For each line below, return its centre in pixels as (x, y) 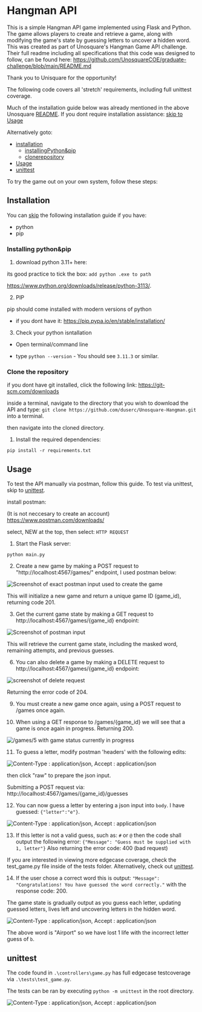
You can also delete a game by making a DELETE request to (90, 662)
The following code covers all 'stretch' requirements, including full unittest (99, 89)
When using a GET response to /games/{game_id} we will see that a (100, 722)
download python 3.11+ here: (51, 262)
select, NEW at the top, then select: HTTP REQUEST (68, 532)
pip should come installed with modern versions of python (79, 309)
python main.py (26, 555)
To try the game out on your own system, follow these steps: (82, 181)
